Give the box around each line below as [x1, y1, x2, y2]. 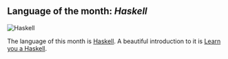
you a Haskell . [7, 44, 48, 52]
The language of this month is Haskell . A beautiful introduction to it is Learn [7, 37, 221, 45]
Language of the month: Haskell [7, 5, 148, 17]
